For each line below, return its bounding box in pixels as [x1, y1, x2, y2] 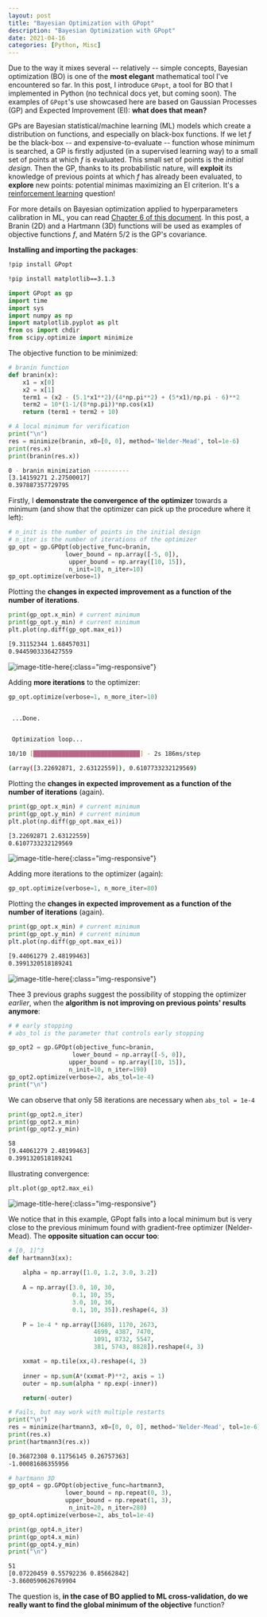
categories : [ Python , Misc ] [8, 41, 102, 49]
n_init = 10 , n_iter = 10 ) [68, 565, 145, 573]
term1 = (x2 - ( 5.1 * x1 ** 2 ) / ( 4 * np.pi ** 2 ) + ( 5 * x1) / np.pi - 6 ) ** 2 [22, 393, 240, 401]
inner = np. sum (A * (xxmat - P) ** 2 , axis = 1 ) [22, 1372, 165, 1380]
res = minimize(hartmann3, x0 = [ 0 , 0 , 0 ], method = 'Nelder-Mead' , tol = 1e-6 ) [8, 1423, 261, 1431]
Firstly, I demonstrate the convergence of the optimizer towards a [8, 496, 228, 506]
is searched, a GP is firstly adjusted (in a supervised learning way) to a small [8, 147, 258, 156]
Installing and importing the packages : [8, 245, 138, 255]
